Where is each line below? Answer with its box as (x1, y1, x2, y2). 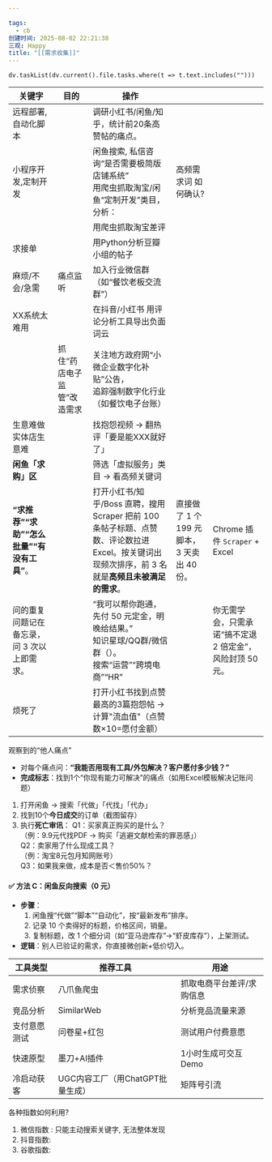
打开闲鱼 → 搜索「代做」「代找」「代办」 (19, 800, 152, 810)
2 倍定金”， (212, 641, 257, 652)
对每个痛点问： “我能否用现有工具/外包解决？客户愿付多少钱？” (19, 763, 230, 772)
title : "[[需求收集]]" (8, 49, 80, 58)
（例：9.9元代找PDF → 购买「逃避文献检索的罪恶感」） (19, 831, 202, 840)
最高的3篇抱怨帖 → (92, 698, 165, 710)
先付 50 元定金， (92, 611, 156, 622)
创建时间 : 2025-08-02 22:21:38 (8, 34, 109, 42)
